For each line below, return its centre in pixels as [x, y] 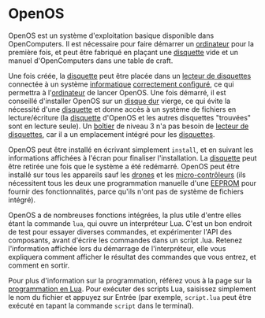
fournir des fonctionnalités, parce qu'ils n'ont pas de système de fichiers [126, 191]
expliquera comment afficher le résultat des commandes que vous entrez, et [132, 257]
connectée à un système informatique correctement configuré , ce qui [121, 84]
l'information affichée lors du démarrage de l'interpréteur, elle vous [117, 248]
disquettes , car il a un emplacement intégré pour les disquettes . [112, 134]
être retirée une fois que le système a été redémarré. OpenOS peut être [124, 166]
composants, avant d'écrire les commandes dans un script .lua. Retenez [125, 240]
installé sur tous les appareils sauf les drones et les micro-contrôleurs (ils [127, 175]
